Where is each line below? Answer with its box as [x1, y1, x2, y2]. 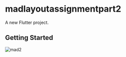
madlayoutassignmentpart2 [5, 3, 122, 15]
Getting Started [5, 34, 53, 42]
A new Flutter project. [5, 19, 49, 25]
